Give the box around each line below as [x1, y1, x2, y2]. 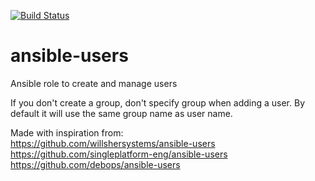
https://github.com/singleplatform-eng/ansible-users [10, 148, 228, 160]
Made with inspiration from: [10, 126, 124, 139]
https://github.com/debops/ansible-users [10, 158, 181, 170]
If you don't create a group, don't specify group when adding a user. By [10, 96, 305, 109]
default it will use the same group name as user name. [10, 107, 233, 119]
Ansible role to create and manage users [10, 77, 178, 89]
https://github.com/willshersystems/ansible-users [10, 137, 216, 149]
